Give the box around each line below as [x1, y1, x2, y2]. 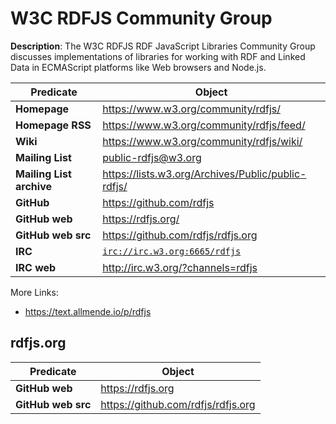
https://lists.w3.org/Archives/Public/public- [102, 167, 307, 181]
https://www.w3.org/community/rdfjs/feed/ [102, 118, 306, 132]
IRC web [15, 260, 57, 274]
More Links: [10, 286, 59, 298]
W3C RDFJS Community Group [10, 7, 273, 30]
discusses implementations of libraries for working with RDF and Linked [10, 50, 306, 62]
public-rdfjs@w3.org [102, 150, 202, 164]
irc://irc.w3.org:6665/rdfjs [102, 245, 242, 257]
